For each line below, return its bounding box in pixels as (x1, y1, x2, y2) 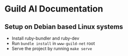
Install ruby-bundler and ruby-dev (11, 35, 80, 41)
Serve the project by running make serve (11, 46, 92, 51)
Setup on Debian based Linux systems (4, 23, 124, 31)
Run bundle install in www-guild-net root (11, 41, 95, 46)
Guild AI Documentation (4, 3, 103, 14)
